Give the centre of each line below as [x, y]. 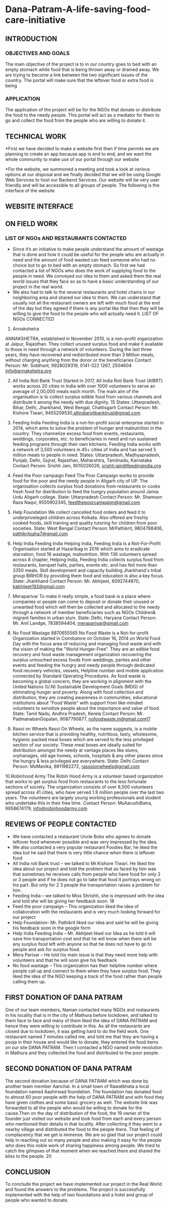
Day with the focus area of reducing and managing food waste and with [87, 644]
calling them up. [29, 981]
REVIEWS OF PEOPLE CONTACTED [61, 824]
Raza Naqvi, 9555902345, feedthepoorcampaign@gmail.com [76, 502]
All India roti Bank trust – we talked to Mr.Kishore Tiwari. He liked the [83, 863]
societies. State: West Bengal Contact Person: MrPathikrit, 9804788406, [88, 528]
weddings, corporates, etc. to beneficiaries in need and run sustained [85, 439]
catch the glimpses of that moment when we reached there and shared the [83, 1151]
